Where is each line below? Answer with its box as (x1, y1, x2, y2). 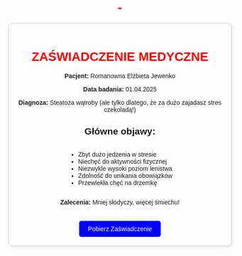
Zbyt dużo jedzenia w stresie (77, 150, 157, 158)
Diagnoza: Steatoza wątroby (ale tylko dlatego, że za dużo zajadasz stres (18, 99, 222, 106)
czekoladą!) (104, 106, 136, 113)
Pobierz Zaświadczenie (88, 225, 152, 233)
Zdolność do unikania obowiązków (77, 172, 173, 179)
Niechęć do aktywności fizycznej (77, 157, 167, 165)
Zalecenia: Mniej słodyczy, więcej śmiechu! (60, 198, 180, 206)
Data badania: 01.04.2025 (83, 85, 157, 93)
